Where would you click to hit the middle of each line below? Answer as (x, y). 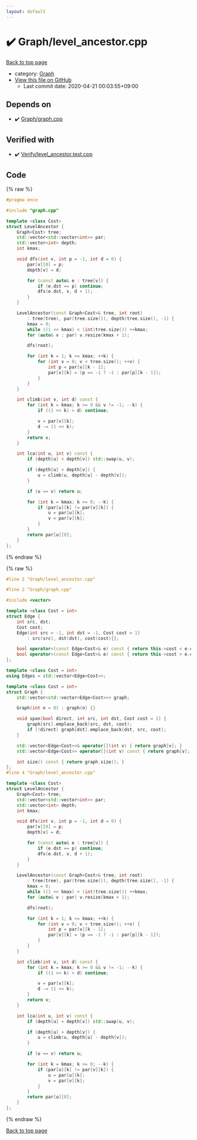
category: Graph (34, 74)
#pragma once (22, 200)
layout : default (26, 11)
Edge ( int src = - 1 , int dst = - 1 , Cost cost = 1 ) (79, 633)
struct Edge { (23, 616)
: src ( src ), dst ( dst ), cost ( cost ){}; (73, 638)
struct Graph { (25, 692)
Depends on (29, 104)
